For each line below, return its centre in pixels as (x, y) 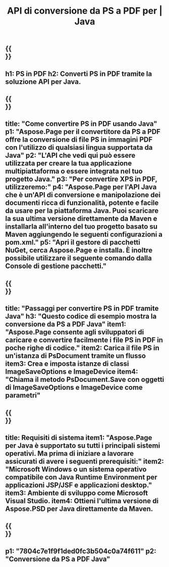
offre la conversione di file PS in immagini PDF (79, 140)
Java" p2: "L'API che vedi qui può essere (70, 156)
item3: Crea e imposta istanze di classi (67, 364)
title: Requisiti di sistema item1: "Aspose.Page (79, 438)
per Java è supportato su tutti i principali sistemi (83, 445)
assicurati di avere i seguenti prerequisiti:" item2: (84, 461)
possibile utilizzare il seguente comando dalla (79, 258)
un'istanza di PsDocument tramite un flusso (76, 356)
